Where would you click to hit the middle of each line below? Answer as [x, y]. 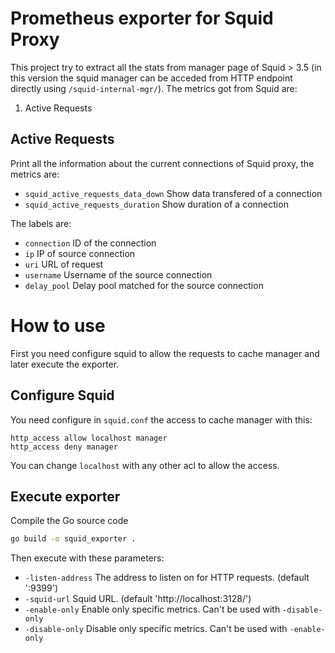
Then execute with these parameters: [87, 558]
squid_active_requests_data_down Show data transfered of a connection [173, 193]
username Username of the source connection [118, 274]
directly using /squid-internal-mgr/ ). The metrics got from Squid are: [154, 88]
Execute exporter [65, 496]
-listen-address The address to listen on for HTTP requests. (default [167, 578]
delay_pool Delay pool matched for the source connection [144, 285]
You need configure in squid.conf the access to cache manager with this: [161, 419]
